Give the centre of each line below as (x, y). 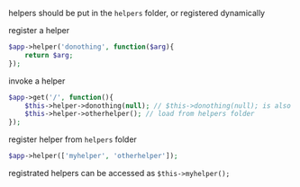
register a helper (39, 30)
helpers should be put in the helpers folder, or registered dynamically (137, 13)
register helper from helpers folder (73, 139)
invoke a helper (37, 81)
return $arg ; (49, 55)
